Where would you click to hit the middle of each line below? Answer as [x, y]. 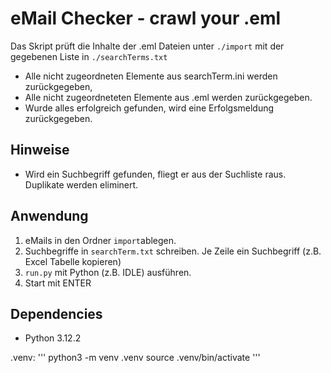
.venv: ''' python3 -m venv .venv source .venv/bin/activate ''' [135, 358]
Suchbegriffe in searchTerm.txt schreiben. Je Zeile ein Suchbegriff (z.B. [173, 251]
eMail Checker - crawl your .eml [146, 18]
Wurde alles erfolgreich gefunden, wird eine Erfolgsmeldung [149, 108]
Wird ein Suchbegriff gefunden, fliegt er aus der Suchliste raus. [155, 174]
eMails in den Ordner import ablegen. [100, 240]
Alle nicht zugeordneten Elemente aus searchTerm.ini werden [151, 76]
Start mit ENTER [58, 283]
